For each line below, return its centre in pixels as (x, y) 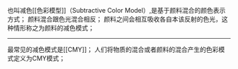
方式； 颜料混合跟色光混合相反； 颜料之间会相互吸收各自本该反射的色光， (114, 19)
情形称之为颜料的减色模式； (53, 28)
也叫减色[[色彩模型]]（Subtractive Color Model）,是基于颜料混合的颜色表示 (117, 10)
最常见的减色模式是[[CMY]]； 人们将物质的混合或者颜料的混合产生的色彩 (113, 49)
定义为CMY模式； (39, 58)
